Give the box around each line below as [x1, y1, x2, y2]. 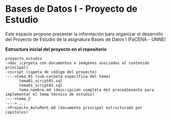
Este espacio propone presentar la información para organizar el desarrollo [5, 31, 163, 37]
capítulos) [5, 109, 29, 115]
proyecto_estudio [5, 56, 42, 61]
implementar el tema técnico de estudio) [5, 91, 95, 97]
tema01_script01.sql [18, 78, 63, 83]
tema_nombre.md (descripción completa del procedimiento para [18, 87, 154, 92]
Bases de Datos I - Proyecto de [5, 3, 138, 15]
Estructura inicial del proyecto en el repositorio [5, 46, 107, 52]
